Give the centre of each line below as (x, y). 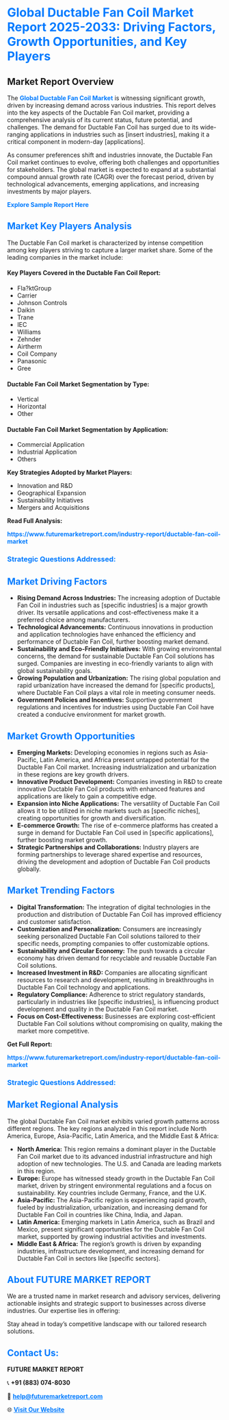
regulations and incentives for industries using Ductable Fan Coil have (115, 707)
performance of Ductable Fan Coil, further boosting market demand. (113, 641)
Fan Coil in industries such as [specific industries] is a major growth (112, 605)
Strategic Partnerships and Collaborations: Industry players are (108, 847)
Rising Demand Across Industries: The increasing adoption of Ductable (119, 598)
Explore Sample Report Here (48, 205)
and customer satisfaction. (54, 921)
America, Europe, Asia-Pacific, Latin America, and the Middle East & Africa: (113, 1136)
